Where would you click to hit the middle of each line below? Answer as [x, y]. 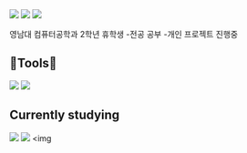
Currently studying [65, 115]
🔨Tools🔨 [33, 63]
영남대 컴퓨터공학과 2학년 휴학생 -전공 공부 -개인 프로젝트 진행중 [124, 34]
